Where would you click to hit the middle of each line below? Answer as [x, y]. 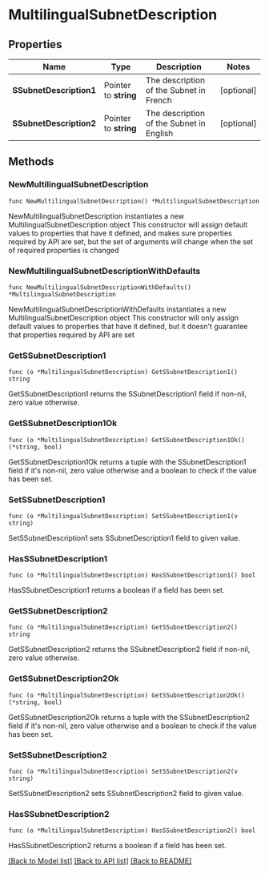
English [159, 133]
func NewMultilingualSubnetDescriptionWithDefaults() [100, 287]
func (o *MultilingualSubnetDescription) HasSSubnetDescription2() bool [132, 831]
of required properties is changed [64, 250]
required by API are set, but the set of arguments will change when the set [131, 241]
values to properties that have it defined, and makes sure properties [120, 233]
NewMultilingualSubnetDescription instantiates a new [96, 216]
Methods [31, 162]
